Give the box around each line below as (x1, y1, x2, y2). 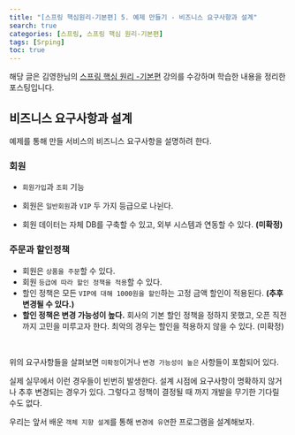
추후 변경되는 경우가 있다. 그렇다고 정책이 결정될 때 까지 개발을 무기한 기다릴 (18, 386, 280, 397)
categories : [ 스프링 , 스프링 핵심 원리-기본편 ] (9, 29, 163, 38)
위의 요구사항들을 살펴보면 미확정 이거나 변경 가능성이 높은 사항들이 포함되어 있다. (9, 356, 280, 367)
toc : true (9, 46, 46, 55)
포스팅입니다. (9, 82, 55, 93)
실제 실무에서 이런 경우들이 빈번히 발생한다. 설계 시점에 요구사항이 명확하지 (9, 375, 267, 385)
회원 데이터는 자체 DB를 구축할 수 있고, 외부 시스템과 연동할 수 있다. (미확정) (21, 219, 284, 230)
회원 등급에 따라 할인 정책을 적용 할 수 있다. (21, 276, 163, 287)
